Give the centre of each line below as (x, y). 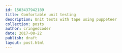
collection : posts (25, 24)
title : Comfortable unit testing (41, 15)
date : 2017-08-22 (24, 33)
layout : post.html (25, 43)
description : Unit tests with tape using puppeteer (61, 19)
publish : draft (21, 38)
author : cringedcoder (28, 29)
